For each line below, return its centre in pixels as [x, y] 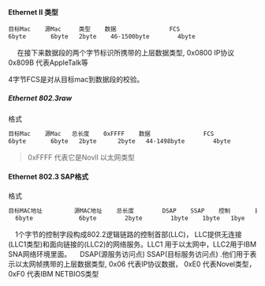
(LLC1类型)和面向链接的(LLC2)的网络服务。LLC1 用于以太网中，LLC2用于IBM [132, 244]
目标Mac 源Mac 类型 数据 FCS [94, 29]
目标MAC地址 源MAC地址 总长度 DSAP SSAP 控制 [119, 211]
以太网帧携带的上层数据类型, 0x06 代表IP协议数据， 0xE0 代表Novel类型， [135, 264]
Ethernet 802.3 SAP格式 [49, 177]
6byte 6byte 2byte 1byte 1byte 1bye [130, 218]
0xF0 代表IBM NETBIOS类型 [54, 273]
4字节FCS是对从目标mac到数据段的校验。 [76, 79]
